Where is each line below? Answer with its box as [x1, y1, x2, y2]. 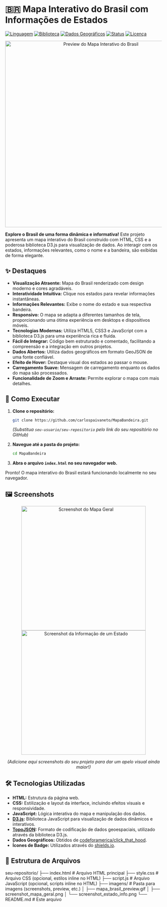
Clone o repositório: [12, 408, 55, 414]
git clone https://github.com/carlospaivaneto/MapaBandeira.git [12, 418, 149, 423]
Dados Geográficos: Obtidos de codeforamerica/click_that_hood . [12, 837, 147, 843]
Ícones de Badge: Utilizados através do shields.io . [12, 842, 116, 848]
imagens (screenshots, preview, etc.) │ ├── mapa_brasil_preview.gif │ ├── [5, 886, 160, 892]
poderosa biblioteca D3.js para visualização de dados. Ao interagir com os [5, 242, 158, 248]
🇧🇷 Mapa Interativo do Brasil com [5, 3, 149, 15]
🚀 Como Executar [5, 395, 60, 403]
